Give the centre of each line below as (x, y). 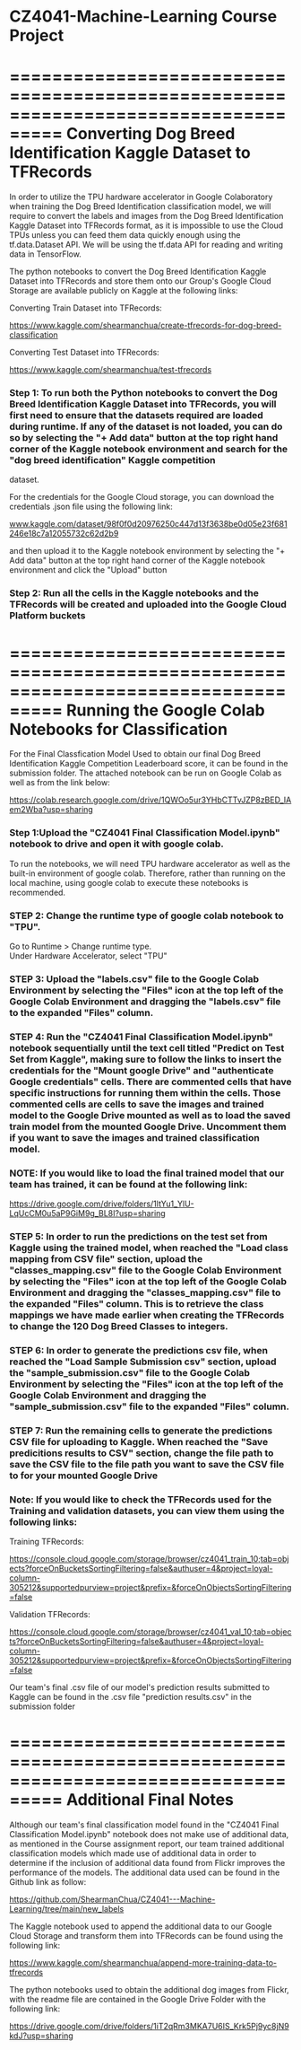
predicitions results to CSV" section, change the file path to (142, 1453)
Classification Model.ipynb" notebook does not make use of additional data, (149, 1835)
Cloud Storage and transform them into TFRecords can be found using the (146, 1936)
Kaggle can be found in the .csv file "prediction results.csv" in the (131, 1697)
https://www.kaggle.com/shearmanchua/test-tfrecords (111, 370)
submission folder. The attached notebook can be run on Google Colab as (146, 773)
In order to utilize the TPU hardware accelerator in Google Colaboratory (141, 197)
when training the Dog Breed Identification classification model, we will (140, 206)
